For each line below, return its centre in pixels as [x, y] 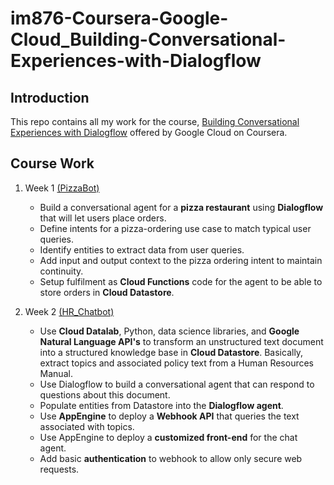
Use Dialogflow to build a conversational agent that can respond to [177, 384]
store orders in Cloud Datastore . [107, 292]
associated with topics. [87, 426]
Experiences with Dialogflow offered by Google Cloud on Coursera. [149, 132]
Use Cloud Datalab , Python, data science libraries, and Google [169, 331]
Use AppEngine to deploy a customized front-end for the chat [168, 437]
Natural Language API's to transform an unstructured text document [181, 341]
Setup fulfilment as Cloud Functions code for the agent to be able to [181, 281]
